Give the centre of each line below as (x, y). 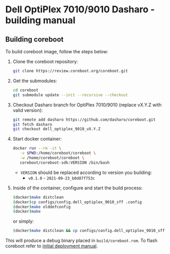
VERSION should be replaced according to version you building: (86, 172)
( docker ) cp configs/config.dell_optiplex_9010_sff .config (77, 202)
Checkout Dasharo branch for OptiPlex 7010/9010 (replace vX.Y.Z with (87, 105)
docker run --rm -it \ (37, 148)
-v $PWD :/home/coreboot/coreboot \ (58, 153)
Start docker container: (37, 139)
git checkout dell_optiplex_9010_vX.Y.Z (56, 129)
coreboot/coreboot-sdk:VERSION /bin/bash (65, 163)
